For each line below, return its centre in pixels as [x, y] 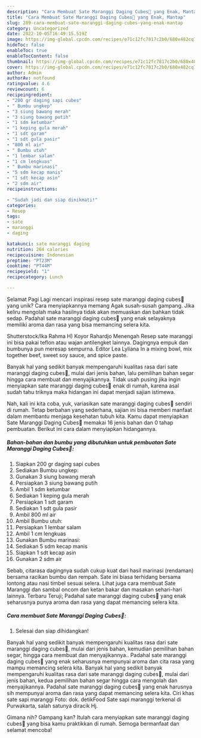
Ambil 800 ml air [35, 514]
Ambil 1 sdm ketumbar [43, 489]
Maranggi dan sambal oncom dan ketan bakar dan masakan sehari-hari [95, 589]
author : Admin [24, 73]
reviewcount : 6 [26, 89]
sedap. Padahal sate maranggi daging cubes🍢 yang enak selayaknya [91, 318]
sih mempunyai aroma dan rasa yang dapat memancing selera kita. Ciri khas [101, 693]
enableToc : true [27, 51]
